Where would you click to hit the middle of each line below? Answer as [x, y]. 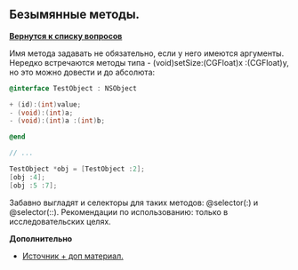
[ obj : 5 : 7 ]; [33, 186]
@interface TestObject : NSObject [73, 88]
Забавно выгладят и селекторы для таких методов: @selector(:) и [134, 202]
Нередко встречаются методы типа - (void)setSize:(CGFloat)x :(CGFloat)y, [149, 62]
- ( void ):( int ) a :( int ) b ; [57, 121]
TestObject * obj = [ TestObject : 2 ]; [77, 169]
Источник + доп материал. [73, 256]
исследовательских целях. [60, 221]
